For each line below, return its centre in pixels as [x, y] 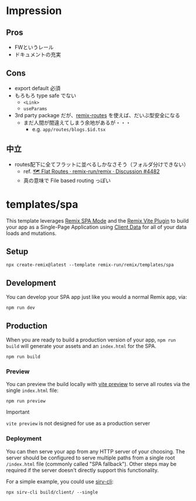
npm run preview [26, 401]
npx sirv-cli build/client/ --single [52, 492]
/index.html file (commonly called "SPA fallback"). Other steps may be [91, 463]
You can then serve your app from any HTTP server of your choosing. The [96, 451]
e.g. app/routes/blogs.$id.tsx [69, 129]
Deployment [24, 439]
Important [18, 412]
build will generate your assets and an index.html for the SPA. [81, 346]
